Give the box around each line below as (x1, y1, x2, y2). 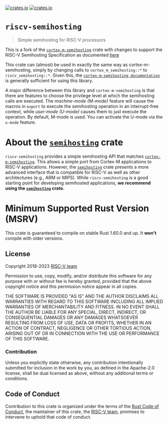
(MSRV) (5, 213, 39, 225)
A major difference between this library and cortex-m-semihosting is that (5, 87, 155, 93)
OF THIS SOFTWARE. (5, 335, 50, 341)
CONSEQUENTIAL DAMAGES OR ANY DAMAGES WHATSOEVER (5, 314, 138, 320)
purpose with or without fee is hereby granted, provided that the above (5, 278, 152, 284)
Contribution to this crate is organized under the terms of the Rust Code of (5, 403, 159, 409)
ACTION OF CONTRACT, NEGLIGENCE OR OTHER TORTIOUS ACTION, (5, 325, 152, 331)
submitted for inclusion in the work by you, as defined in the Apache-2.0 (5, 364, 154, 370)
